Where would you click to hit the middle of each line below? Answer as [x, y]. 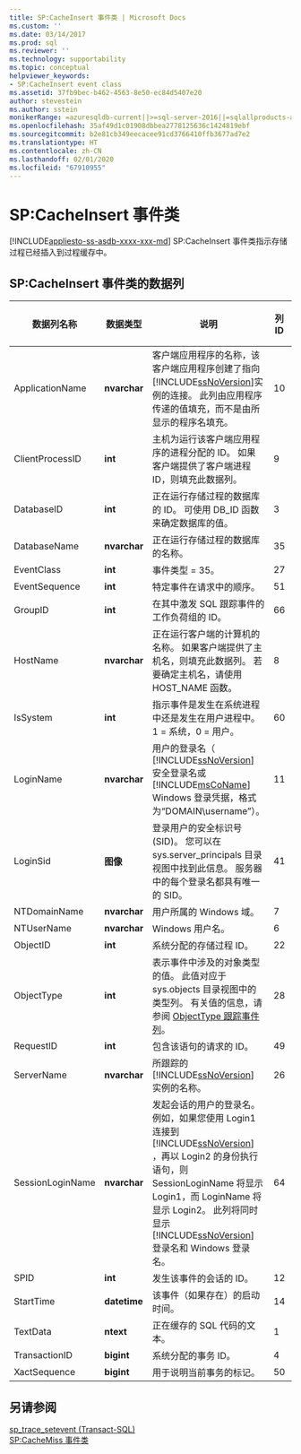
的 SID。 [170, 896]
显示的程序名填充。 [193, 422]
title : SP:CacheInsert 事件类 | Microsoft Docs [98, 17]
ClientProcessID [48, 459]
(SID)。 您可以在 [187, 842]
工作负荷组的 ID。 [189, 618]
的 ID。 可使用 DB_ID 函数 [206, 510]
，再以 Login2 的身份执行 [205, 1156]
